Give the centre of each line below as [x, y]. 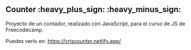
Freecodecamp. [25, 30]
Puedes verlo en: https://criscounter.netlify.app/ [63, 41]
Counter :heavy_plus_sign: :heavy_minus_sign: [93, 10]
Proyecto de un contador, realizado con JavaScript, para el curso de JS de [95, 23]
